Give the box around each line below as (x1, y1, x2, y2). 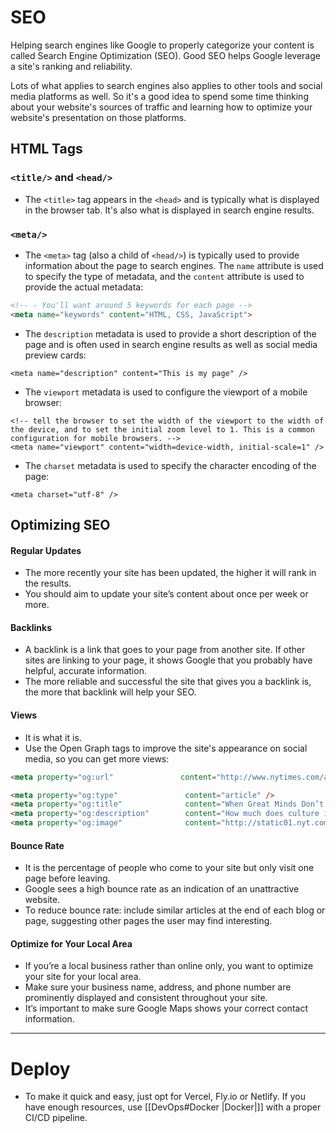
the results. (24, 577, 72, 590)
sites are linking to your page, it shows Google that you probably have (24, 654, 313, 666)
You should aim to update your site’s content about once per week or (24, 588, 309, 600)
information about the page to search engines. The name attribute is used (24, 259, 324, 271)
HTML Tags (10, 141, 83, 158)
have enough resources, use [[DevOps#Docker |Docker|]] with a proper (24, 1101, 322, 1113)
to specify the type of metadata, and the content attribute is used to (24, 270, 305, 282)
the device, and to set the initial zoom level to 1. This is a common (10, 424, 315, 435)
